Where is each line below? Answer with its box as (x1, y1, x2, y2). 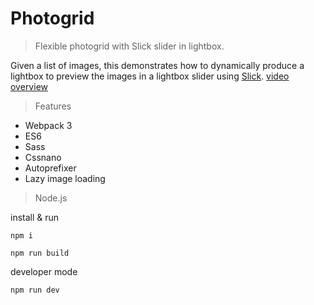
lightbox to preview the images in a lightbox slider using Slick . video (10, 70, 290, 82)
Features (34, 100, 72, 112)
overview (10, 80, 48, 92)
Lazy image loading (24, 172, 106, 184)
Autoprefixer (24, 162, 77, 174)
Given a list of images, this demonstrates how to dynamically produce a (10, 59, 305, 71)
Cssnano (24, 151, 62, 163)
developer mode (10, 265, 78, 277)
